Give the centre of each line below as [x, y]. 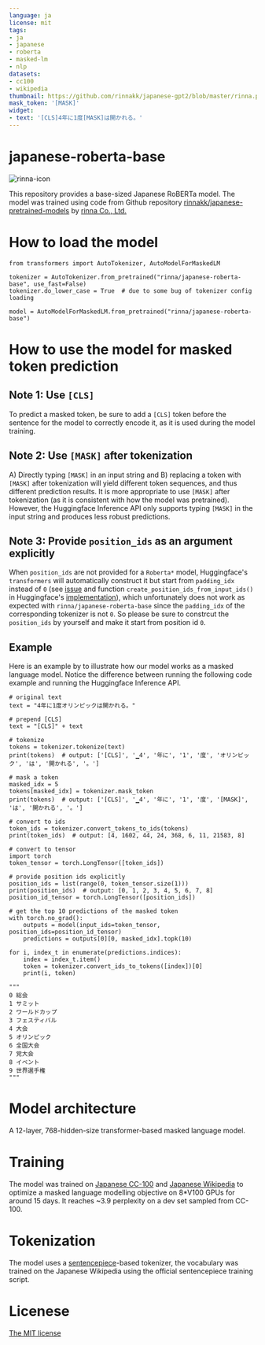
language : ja [30, 15]
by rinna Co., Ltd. [99, 210]
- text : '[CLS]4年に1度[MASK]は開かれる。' [76, 118]
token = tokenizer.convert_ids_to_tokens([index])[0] [113, 966]
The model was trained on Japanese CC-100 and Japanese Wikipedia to [126, 1184]
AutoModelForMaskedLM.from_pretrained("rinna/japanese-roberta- [145, 312]
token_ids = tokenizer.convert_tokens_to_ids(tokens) [99, 829]
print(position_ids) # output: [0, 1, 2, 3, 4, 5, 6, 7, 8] [111, 891]
